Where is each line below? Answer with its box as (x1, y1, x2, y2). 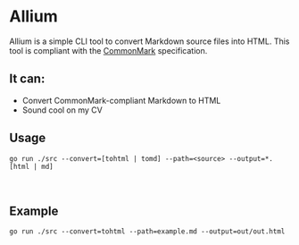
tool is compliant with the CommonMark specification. (9, 45, 208, 55)
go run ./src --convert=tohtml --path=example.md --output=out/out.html (9, 227, 286, 236)
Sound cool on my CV (21, 105, 103, 115)
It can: (9, 72, 46, 87)
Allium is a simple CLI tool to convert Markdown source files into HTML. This (9, 36, 290, 46)
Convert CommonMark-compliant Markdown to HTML (21, 95, 221, 106)
